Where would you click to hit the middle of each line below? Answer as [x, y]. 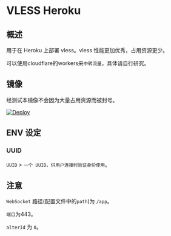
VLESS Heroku [44, 11]
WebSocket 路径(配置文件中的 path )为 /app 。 [59, 201]
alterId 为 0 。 [24, 227]
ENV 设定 [24, 133]
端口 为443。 [21, 214]
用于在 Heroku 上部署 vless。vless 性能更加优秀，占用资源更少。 [87, 50]
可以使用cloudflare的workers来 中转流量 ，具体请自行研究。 [78, 63]
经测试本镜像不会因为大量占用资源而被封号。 [62, 100]
